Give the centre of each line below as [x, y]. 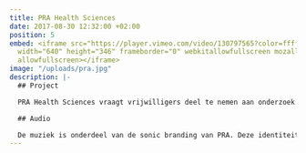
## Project [38, 86]
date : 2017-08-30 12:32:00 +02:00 [75, 26]
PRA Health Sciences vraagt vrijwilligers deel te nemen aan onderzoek [157, 102]
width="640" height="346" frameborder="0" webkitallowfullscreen [144, 52]
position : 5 [32, 35]
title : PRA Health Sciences [63, 18]
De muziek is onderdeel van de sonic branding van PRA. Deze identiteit [158, 135]
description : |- [40, 77]
